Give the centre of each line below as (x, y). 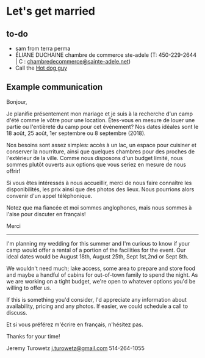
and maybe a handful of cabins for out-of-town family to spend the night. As (102, 275)
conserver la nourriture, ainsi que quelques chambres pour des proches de (101, 152)
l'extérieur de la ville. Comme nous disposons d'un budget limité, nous (95, 158)
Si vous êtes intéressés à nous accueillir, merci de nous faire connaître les (99, 183)
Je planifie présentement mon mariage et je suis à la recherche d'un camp (100, 114)
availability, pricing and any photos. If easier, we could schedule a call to (97, 306)
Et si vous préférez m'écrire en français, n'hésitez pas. (75, 324)
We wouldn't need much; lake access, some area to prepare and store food (101, 268)
